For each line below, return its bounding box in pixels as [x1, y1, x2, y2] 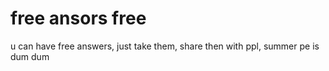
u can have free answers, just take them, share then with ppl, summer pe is [10, 40, 320, 52]
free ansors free [10, 7, 147, 30]
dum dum [10, 50, 50, 62]
